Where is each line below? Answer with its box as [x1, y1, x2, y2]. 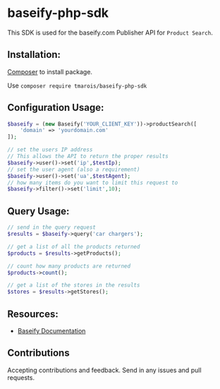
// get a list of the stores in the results [7, 282, 140, 289]
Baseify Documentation [17, 326, 86, 335]
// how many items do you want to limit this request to [7, 179, 178, 186]
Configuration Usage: [7, 102, 104, 114]
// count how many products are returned [7, 263, 131, 270]
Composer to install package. [7, 67, 93, 76]
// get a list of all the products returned [7, 243, 140, 250]
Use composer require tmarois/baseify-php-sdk [7, 81, 147, 90]
